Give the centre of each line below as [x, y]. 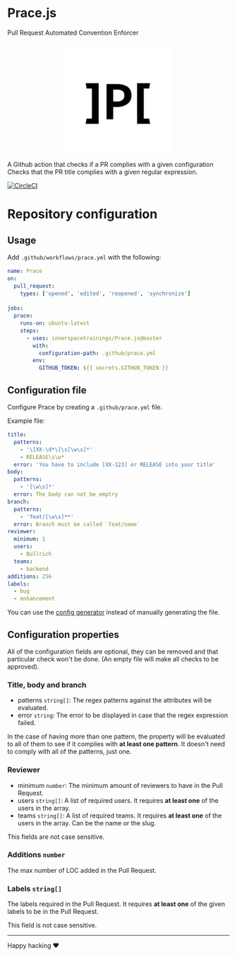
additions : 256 [30, 576]
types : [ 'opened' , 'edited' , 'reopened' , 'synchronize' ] [105, 294]
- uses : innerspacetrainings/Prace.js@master [94, 338]
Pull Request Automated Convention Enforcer [73, 33]
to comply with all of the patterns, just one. [69, 752]
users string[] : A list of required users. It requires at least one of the [118, 800]
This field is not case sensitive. [52, 925]
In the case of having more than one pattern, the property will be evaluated [116, 736]
